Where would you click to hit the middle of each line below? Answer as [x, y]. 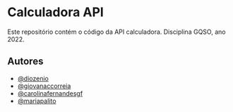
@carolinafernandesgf [50, 93]
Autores [25, 62]
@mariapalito [37, 101]
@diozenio [33, 78]
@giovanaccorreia [44, 86]
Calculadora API [55, 12]
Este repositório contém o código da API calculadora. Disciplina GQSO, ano [116, 32]
